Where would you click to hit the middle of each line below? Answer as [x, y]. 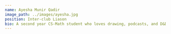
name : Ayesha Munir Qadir [32, 10]
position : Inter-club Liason [36, 19]
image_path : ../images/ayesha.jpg [42, 14]
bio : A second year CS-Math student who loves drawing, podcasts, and [81, 24]
